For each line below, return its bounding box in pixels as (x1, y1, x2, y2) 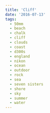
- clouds (9, 40, 28, 45)
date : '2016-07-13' (5, 12, 46, 17)
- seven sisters (9, 81, 43, 86)
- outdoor (9, 68, 30, 73)
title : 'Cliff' (5, 7, 37, 12)
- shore (9, 86, 26, 91)
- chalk (9, 30, 26, 35)
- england (9, 53, 30, 59)
